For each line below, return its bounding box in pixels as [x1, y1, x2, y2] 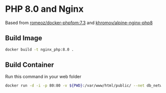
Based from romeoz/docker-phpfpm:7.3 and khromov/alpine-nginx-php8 [5, 20, 153, 26]
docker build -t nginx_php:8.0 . [5, 47, 74, 52]
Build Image [5, 34, 42, 42]
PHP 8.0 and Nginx [5, 3, 84, 15]
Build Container [5, 61, 54, 69]
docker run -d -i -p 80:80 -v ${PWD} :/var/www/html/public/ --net [5, 83, 145, 88]
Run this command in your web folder [5, 74, 82, 80]
